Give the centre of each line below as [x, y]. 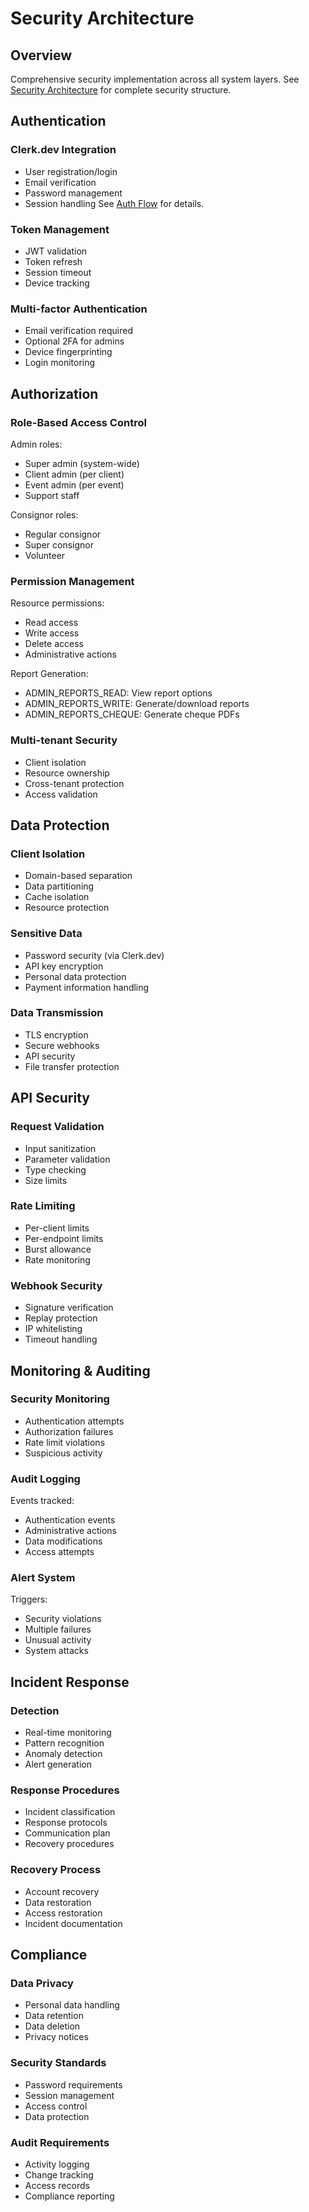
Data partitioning [59, 886]
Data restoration [58, 1902]
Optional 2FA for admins [74, 341]
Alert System [43, 1578]
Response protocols [66, 1823]
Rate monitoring [57, 1259]
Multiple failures [58, 1629]
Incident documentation [73, 1923]
